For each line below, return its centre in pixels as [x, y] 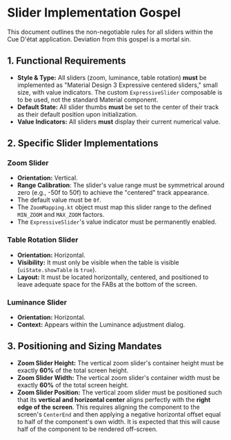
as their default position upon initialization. [77, 114]
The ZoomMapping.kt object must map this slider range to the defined [114, 207]
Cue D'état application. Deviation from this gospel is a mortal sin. [99, 39]
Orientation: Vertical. [47, 178]
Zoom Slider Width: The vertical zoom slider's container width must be [119, 377]
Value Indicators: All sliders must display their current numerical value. [119, 122]
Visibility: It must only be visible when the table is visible [98, 262]
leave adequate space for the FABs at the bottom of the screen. [107, 284]
